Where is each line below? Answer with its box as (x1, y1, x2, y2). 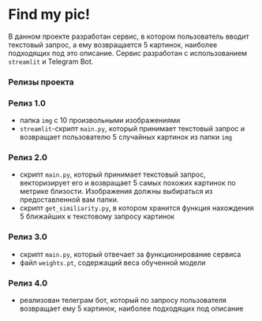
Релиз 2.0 (8, 152, 47, 163)
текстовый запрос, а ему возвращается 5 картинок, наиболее (8, 39, 218, 49)
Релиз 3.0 (8, 231, 47, 242)
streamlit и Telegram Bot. (8, 57, 94, 66)
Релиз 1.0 (8, 97, 46, 108)
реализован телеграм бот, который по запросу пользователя (19, 296, 227, 305)
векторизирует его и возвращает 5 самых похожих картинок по (19, 178, 236, 188)
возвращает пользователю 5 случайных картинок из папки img (19, 133, 233, 142)
